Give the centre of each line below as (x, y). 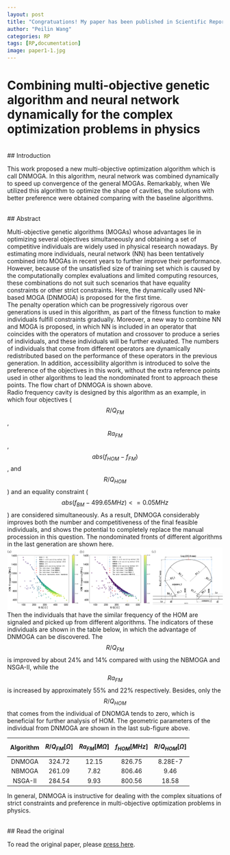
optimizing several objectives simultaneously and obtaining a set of (102, 239)
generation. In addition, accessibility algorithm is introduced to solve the (109, 363)
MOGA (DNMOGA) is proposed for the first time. (94, 297)
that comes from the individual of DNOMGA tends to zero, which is (101, 713)
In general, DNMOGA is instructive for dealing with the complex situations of (115, 796)
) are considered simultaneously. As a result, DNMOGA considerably (103, 515)
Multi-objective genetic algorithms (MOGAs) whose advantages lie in (104, 232)
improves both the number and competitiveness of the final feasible (103, 522)
